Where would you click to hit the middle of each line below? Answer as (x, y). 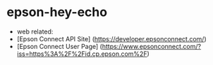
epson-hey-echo (57, 12)
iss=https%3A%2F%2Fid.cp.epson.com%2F (82, 54)
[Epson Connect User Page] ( (60, 46)
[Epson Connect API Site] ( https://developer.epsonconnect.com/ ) (111, 38)
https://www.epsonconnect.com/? (152, 46)
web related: (35, 31)
